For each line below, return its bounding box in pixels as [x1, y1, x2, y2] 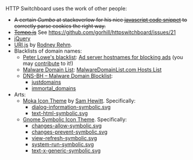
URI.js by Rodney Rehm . [13, 41, 73, 48]
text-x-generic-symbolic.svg [31, 147, 101, 154]
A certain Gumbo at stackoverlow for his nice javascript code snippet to [13, 16, 187, 23]
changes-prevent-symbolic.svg [31, 128, 108, 135]
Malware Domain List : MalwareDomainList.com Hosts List [22, 66, 162, 73]
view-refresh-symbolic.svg [31, 135, 97, 141]
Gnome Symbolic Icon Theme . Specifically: [22, 116, 127, 122]
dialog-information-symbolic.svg [31, 104, 111, 110]
